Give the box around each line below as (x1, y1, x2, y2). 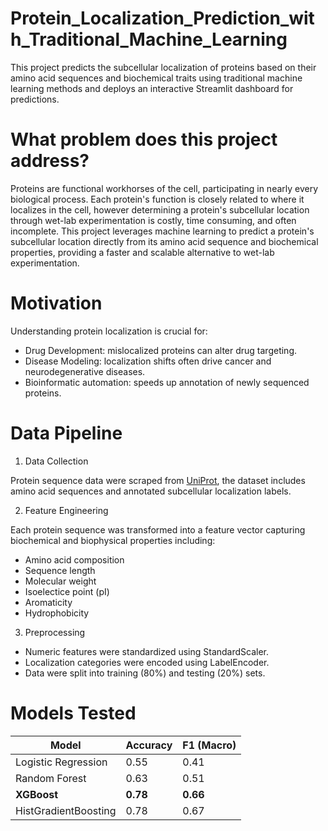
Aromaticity (24, 596, 73, 608)
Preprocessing (24, 626, 86, 638)
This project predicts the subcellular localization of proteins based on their (10, 61, 317, 73)
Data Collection (24, 455, 89, 467)
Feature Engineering (24, 504, 109, 516)
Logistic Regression (15, 755, 108, 769)
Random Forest (15, 771, 87, 785)
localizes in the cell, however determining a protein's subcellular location (10, 203, 310, 216)
